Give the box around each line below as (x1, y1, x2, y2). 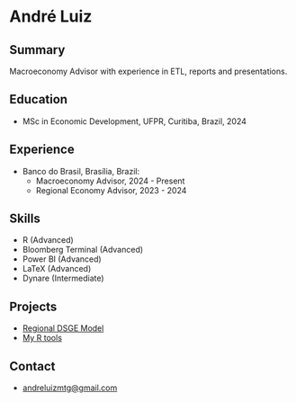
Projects (9, 299, 58, 314)
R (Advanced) (22, 235, 74, 246)
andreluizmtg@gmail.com (22, 382, 118, 393)
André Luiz (9, 6, 93, 27)
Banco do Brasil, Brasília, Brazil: (22, 165, 140, 176)
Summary (9, 42, 66, 58)
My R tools (22, 333, 63, 344)
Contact (9, 358, 56, 374)
